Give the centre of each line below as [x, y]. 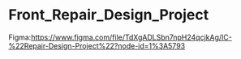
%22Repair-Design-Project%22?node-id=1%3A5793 [97, 45]
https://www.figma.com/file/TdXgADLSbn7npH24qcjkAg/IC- [132, 37]
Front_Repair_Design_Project [109, 15]
